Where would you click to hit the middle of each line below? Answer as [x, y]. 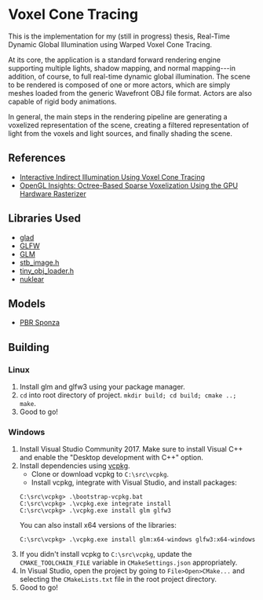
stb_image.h [39, 262]
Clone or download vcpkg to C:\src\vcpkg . [100, 474]
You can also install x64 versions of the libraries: [98, 525]
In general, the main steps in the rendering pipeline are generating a [118, 116]
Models [27, 304]
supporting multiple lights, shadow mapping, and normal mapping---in [122, 68]
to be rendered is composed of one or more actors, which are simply [119, 85]
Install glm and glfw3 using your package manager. [102, 387]
